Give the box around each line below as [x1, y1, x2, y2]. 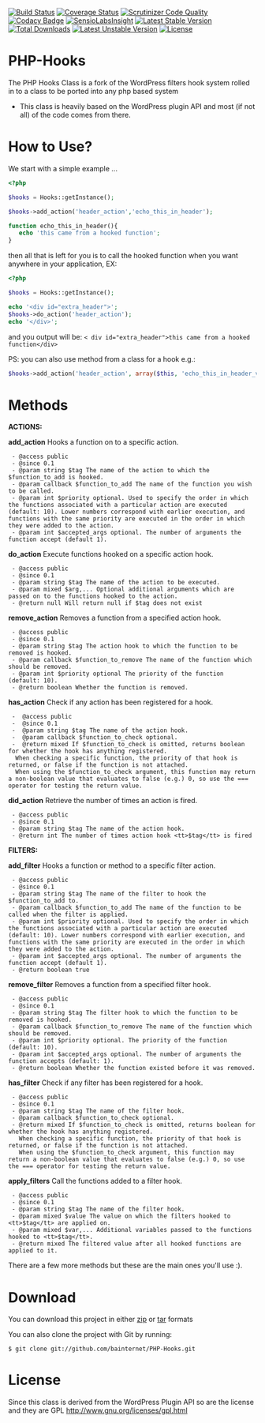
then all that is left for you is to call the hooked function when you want [8, 251, 239, 261]
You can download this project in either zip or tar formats [8, 1315, 193, 1324]
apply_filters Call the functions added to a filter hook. [8, 1177, 183, 1186]
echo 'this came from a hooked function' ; [18, 229, 160, 237]
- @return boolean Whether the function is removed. [11, 684, 189, 692]
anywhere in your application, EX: [8, 259, 118, 268]
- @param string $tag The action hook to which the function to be [11, 642, 238, 651]
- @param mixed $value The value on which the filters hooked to [11, 1212, 231, 1220]
